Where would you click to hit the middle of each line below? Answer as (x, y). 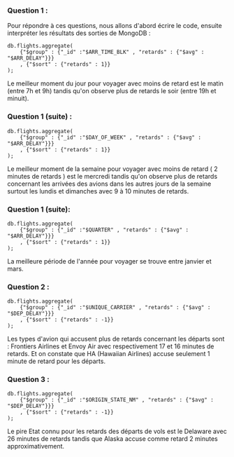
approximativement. (36, 446)
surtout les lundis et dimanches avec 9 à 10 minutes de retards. (98, 191)
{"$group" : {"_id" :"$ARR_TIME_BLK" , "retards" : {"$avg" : (112, 52)
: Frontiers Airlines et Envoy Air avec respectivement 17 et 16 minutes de (111, 346)
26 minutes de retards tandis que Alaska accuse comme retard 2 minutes (112, 439)
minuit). (18, 98)
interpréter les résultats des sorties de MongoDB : (79, 33)
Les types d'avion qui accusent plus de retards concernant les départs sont (116, 339)
